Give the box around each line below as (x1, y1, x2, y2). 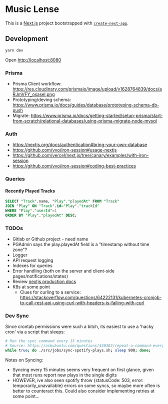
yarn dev (5, 47, 23, 53)
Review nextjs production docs (12, 278, 76, 284)
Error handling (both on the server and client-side (12, 268, 115, 274)
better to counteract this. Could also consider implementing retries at (12, 388, 155, 394)
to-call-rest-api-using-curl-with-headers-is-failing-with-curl (19, 300, 144, 306)
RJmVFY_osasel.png (12, 91, 55, 97)
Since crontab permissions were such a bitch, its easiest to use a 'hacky (5, 323, 154, 329)
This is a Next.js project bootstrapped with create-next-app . (5, 20, 129, 26)
